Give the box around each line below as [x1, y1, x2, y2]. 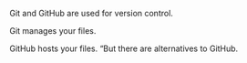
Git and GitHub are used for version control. [9, 8, 173, 18]
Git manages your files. [9, 26, 97, 36]
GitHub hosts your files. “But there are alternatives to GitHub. [9, 43, 239, 54]
